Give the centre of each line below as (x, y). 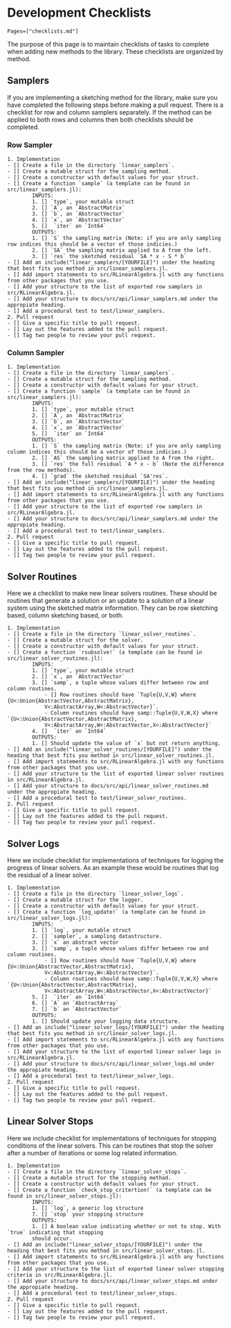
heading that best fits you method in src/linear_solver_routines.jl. (111, 756)
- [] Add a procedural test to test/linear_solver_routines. (97, 798)
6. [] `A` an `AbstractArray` (75, 1003)
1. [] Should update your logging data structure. (107, 1021)
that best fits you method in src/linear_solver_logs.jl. (92, 1033)
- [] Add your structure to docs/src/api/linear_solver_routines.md (108, 786)
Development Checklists (79, 13)
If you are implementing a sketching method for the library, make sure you (112, 97)
